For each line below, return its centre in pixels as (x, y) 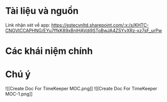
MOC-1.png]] (19, 94)
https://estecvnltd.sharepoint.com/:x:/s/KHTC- (100, 25)
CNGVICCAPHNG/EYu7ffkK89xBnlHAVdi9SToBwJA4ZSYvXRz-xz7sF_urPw (84, 30)
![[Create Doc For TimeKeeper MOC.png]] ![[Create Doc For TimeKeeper (81, 89)
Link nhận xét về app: (28, 25)
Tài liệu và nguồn (42, 11)
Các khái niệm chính (49, 51)
